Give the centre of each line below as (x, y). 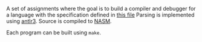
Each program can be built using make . (54, 33)
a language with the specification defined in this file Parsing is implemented (100, 15)
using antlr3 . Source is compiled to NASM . (59, 21)
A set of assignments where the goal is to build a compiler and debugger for (101, 9)
